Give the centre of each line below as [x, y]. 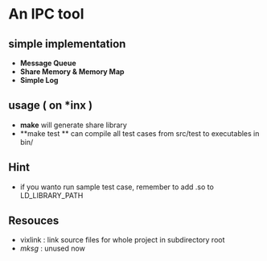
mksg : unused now [53, 249]
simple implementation [67, 44]
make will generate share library [73, 125]
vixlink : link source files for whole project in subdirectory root [122, 240]
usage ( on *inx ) [51, 106]
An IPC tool [46, 14]
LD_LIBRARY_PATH [51, 195]
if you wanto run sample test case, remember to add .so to [117, 187]
